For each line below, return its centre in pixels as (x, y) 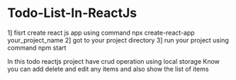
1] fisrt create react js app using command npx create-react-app (101, 33)
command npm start (37, 47)
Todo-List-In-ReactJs (72, 13)
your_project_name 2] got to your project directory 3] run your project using (118, 40)
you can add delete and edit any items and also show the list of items (108, 69)
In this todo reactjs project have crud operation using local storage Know (113, 61)
